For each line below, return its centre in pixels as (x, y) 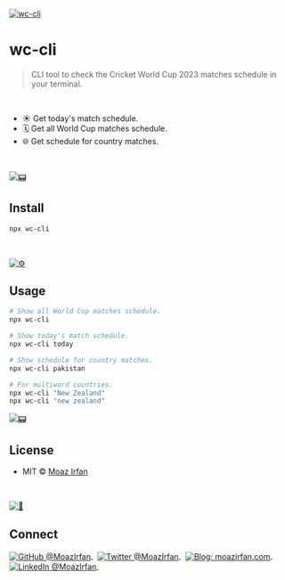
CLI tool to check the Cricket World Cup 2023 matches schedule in (154, 74)
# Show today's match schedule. (69, 336)
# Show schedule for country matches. (81, 360)
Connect (34, 534)
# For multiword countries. (61, 384)
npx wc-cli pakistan (48, 368)
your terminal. (57, 84)
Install (27, 208)
